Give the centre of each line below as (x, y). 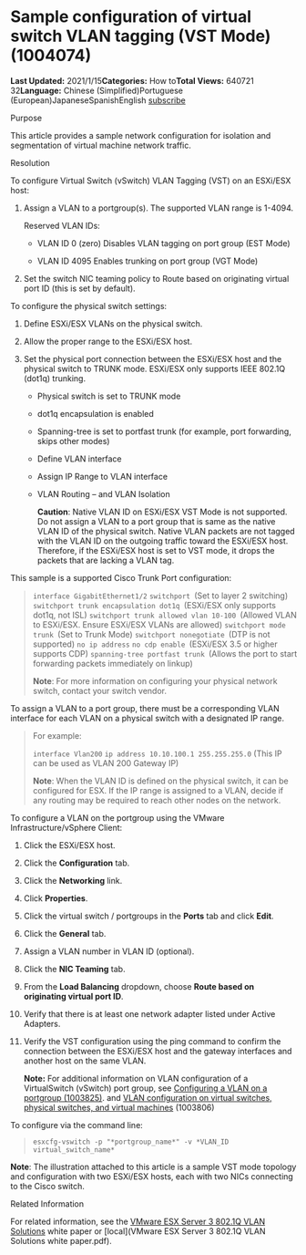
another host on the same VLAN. (85, 1061)
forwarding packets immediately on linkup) (113, 663)
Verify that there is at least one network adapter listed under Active (149, 1013)
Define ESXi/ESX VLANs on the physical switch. (113, 323)
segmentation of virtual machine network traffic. (101, 145)
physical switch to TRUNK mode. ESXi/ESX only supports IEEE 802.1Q (154, 368)
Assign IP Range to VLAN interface (102, 476)
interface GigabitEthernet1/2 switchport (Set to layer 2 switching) (160, 596)
